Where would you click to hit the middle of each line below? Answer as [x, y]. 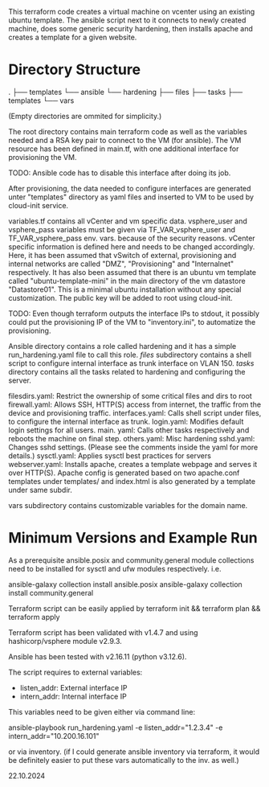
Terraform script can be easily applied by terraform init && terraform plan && [134, 608]
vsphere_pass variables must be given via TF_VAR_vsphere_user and [122, 229]
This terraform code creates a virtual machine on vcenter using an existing [132, 12]
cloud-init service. [39, 205]
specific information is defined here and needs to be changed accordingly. [132, 246]
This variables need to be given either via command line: [102, 711]
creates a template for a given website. [73, 37]
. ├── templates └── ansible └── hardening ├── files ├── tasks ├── [126, 92]
